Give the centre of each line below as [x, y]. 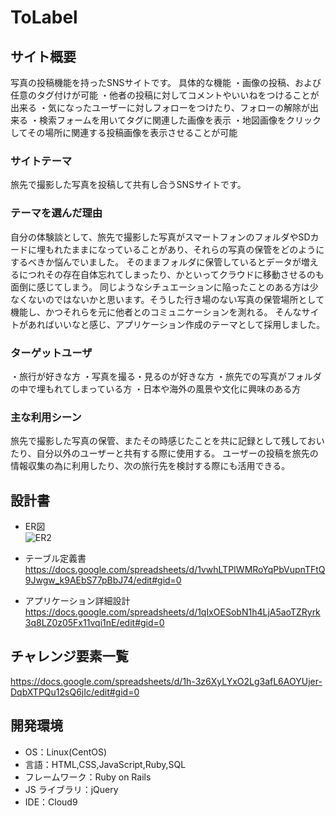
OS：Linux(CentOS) [66, 752]
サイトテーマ [41, 161]
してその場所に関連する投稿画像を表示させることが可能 [124, 132]
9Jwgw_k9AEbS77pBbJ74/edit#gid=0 [103, 580]
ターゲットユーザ [51, 353]
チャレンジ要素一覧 [69, 656]
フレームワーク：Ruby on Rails [88, 777]
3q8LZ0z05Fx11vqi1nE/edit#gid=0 [94, 622]
